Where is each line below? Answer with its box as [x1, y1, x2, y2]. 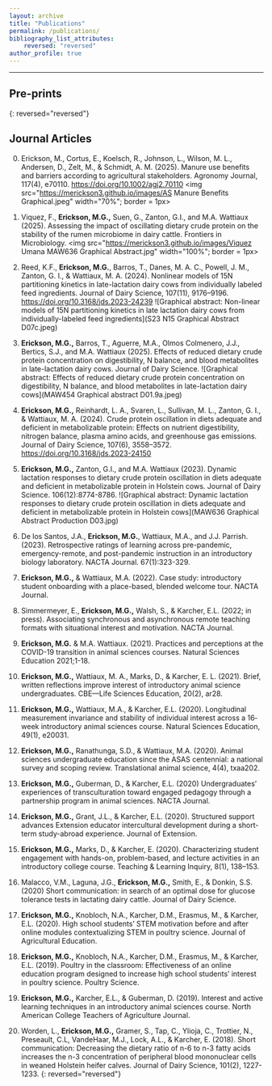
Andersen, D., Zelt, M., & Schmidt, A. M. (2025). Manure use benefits [20, 162, 250, 172]
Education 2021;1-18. [20, 655, 90, 665]
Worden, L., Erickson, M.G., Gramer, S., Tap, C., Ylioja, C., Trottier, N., [20, 1025, 253, 1036]
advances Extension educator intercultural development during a [20, 820, 236, 829]
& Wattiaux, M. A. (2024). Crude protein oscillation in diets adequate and [20, 414, 262, 423]
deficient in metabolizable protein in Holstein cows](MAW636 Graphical [20, 507, 259, 516]
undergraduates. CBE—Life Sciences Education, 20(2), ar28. [20, 689, 223, 698]
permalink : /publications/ [9, 27, 100, 35]
